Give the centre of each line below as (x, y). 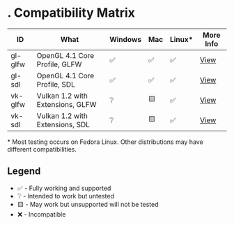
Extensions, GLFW (67, 104)
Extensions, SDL (63, 124)
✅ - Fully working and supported (64, 188)
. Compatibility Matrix (71, 13)
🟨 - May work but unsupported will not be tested (88, 204)
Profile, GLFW (59, 64)
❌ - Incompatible (41, 214)
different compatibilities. (42, 149)
